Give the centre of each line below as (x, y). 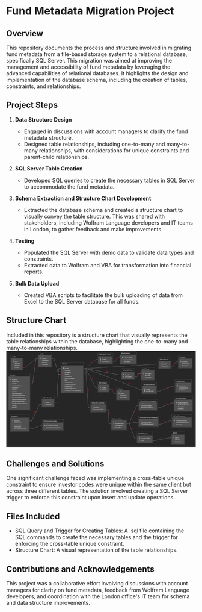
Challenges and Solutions (55, 464)
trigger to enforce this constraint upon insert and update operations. (91, 498)
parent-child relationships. (57, 157)
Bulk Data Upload (37, 283)
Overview (25, 33)
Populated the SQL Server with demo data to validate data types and (109, 252)
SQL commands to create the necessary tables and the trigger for (96, 537)
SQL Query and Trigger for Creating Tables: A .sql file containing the (99, 531)
